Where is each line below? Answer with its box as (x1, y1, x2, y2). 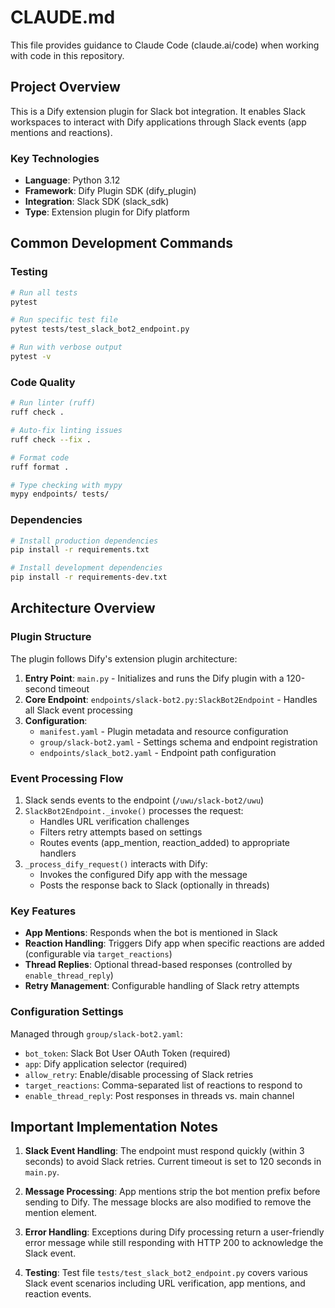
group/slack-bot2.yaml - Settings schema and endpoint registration (39, 736, 318, 748)
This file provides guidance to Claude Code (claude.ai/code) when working (10, 39, 320, 51)
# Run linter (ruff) (10, 398, 97, 408)
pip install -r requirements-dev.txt (10, 572, 168, 583)
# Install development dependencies (10, 563, 163, 573)
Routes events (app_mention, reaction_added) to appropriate (39, 837, 291, 849)
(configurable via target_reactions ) (24, 948, 173, 960)
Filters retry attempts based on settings (39, 826, 203, 838)
